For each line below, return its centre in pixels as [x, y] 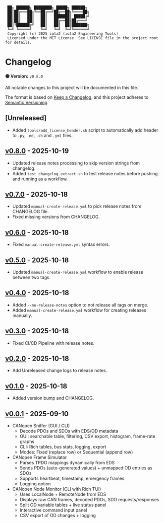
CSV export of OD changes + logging [58, 516]
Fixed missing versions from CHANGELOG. [56, 217]
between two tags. [31, 277]
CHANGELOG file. [30, 212]
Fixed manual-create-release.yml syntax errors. [61, 244]
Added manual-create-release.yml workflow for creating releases [79, 310]
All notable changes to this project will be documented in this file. [72, 87]
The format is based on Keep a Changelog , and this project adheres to [77, 97]
